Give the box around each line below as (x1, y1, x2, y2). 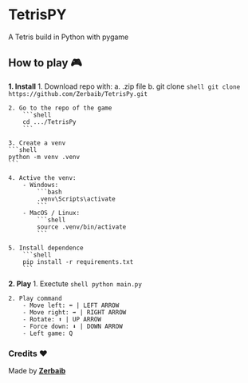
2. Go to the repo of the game (8, 104, 112, 112)
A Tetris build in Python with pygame (8, 32, 129, 42)
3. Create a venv (8, 138, 66, 147)
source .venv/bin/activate (37, 222, 127, 231)
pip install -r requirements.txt (22, 257, 134, 265)
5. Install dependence (8, 244, 84, 252)
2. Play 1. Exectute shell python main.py (8, 278, 142, 289)
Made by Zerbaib (8, 366, 66, 376)
